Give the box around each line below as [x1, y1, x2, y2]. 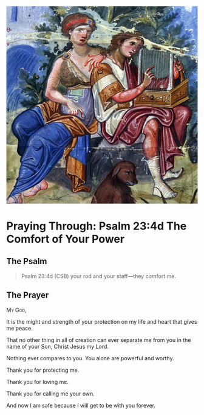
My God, [6, 306, 27, 313]
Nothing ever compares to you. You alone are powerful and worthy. [6, 354, 174, 361]
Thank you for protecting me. [6, 366, 80, 374]
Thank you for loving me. [6, 378, 69, 385]
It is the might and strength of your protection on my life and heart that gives [6, 318, 197, 325]
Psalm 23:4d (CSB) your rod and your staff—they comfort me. [21, 272, 176, 279]
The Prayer [6, 290, 49, 301]
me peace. [6, 324, 33, 332]
